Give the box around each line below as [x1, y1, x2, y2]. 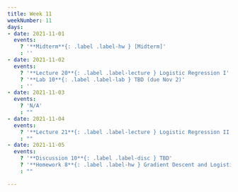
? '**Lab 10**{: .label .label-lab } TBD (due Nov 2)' [20, 76, 186, 83]
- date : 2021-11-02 [7, 56, 65, 64]
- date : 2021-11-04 [7, 115, 65, 122]
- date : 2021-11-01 [7, 30, 65, 37]
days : [7, 23, 23, 30]
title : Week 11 [7, 10, 52, 18]
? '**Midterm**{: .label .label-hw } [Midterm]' [20, 43, 166, 50]
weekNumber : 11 [7, 17, 52, 24]
